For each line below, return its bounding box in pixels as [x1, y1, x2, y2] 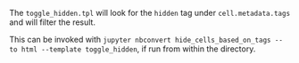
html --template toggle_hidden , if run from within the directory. [21, 43, 256, 54]
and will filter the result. [9, 17, 96, 28]
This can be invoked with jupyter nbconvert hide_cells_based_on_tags [9, 35, 271, 44]
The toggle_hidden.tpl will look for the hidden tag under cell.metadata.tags [9, 8, 291, 18]
